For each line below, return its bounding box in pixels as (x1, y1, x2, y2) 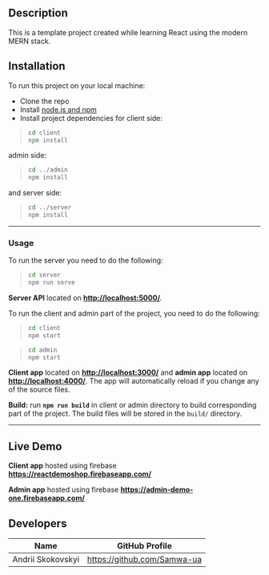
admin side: (8, 151, 46, 160)
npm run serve (27, 279, 75, 287)
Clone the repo (19, 96, 70, 106)
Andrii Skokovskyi (12, 554, 80, 565)
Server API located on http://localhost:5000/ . (8, 292, 163, 303)
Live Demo (8, 440, 62, 453)
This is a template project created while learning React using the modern (8, 27, 248, 37)
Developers (8, 517, 67, 530)
